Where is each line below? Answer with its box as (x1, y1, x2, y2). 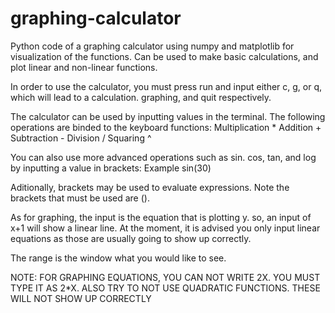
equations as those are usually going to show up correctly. (10, 232, 252, 244)
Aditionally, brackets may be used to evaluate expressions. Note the (10, 181, 290, 193)
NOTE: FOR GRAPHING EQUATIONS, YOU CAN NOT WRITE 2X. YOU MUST (10, 271, 321, 283)
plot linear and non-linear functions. (10, 61, 158, 73)
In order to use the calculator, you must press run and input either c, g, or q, (10, 80, 323, 92)
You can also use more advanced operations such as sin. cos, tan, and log (10, 151, 317, 163)
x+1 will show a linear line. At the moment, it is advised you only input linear (10, 222, 321, 234)
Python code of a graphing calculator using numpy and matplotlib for (10, 40, 295, 52)
